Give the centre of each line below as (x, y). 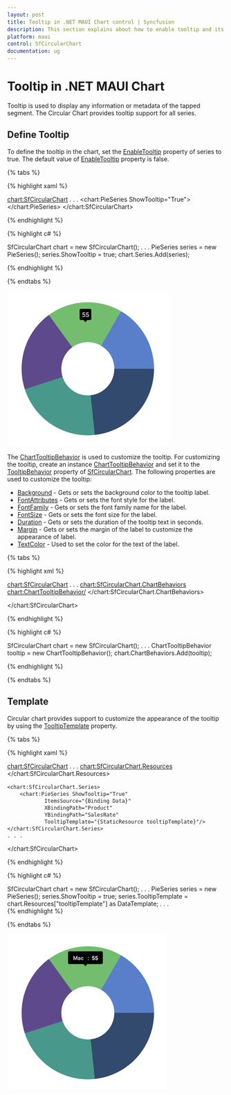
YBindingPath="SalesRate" (81, 815)
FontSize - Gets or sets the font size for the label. (87, 514)
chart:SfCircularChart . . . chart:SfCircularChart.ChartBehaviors (97, 584)
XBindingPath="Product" (78, 808)
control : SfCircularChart (44, 44)
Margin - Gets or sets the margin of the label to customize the (105, 529)
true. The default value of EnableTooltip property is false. (88, 159)
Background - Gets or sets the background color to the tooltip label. (113, 492)
